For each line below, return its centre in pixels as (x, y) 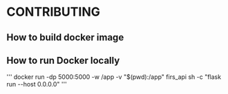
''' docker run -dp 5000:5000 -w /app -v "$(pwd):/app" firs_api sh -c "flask (114, 77)
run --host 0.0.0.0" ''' (37, 84)
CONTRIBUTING (54, 12)
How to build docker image (65, 37)
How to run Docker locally (63, 60)
